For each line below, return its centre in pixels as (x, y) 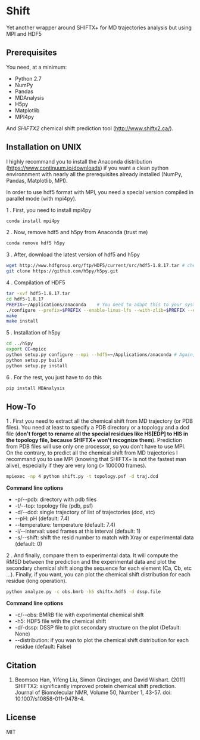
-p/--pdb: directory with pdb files (56, 499)
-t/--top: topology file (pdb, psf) (54, 506)
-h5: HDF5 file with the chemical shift (60, 621)
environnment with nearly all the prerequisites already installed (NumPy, (94, 174)
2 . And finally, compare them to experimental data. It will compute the (92, 555)
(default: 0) (29, 544)
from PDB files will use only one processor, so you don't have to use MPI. (96, 447)
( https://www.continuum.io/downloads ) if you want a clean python (87, 168)
